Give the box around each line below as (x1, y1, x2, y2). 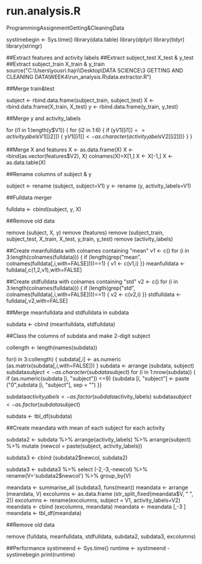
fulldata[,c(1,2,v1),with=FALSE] (6, 266, 83, 273)
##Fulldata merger (6, 194, 52, 201)
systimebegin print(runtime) (6, 551, 75, 558)
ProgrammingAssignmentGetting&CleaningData (6, 24, 125, 31)
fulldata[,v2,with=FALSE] (6, 297, 68, 304)
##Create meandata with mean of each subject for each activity (6, 424, 165, 431)
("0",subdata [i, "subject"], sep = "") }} (6, 381, 103, 388)
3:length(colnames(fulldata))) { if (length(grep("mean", (6, 253, 142, 261)
